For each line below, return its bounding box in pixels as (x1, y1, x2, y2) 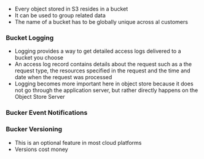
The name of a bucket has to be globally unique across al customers (14, 18, 189, 25)
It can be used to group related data (14, 12, 106, 19)
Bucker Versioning (6, 125, 63, 134)
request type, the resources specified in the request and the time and (14, 67, 191, 74)
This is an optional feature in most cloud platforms (14, 139, 142, 146)
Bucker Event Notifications (6, 109, 88, 117)
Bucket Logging (6, 33, 54, 42)
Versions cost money (14, 145, 68, 153)
